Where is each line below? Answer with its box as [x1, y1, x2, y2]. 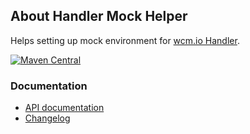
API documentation [24, 102, 105, 114]
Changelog [24, 112, 71, 124]
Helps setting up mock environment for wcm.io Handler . [10, 34, 240, 46]
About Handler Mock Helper [10, 8, 188, 25]
